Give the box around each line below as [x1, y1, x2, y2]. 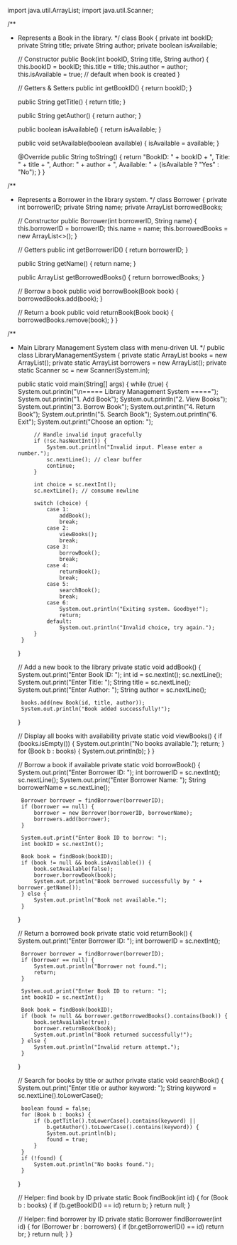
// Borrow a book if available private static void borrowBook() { [17, 761, 201, 769]
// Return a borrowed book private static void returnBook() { [17, 929, 193, 937]
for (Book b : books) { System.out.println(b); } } [17, 747, 155, 755]
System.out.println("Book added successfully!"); [21, 705, 171, 712]
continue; [46, 462, 76, 469]
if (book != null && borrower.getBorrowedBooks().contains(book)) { [21, 1012, 228, 1020]
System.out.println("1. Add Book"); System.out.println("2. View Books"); [17, 395, 228, 403]
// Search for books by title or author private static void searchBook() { [17, 1076, 224, 1084]
